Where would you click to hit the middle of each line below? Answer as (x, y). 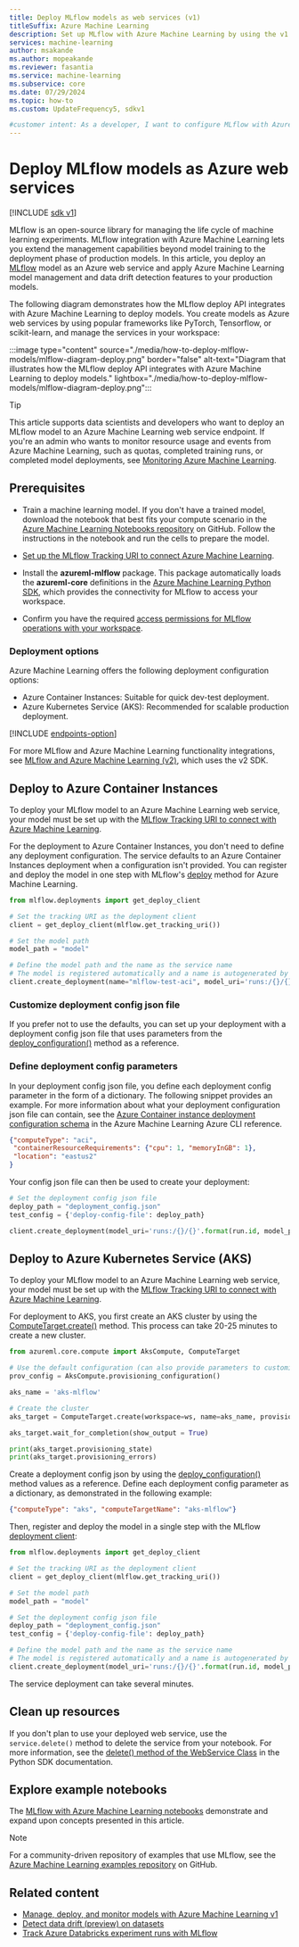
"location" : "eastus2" (55, 1156)
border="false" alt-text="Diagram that (216, 360)
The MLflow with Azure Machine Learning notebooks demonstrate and (139, 1811)
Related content (54, 1893)
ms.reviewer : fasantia (51, 68)
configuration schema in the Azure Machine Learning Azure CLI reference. (146, 1123)
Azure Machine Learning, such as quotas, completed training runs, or (136, 451)
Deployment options (54, 650)
